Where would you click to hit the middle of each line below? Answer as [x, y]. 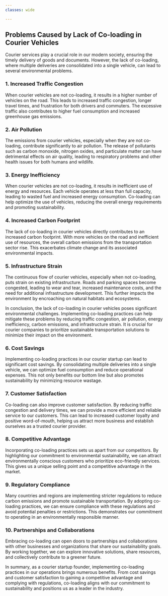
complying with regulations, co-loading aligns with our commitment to [78, 583]
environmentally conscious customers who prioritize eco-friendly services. [83, 461]
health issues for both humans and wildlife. [50, 162]
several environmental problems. [39, 71]
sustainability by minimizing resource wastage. [54, 381]
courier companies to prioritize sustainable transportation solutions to [77, 330]
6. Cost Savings [25, 348]
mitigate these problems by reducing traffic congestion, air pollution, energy [84, 319]
